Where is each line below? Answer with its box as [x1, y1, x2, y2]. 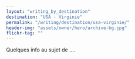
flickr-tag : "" [6, 30, 43, 36]
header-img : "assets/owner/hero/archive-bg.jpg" [6, 25, 127, 31]
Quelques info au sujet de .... [6, 46, 76, 53]
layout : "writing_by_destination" [6, 8, 91, 15]
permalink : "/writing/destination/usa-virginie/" [6, 19, 130, 25]
